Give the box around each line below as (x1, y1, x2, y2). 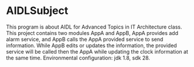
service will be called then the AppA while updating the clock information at (6, 48, 189, 55)
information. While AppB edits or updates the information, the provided (6, 42, 177, 49)
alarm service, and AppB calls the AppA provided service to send (6, 36, 164, 43)
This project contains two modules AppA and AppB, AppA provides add (6, 29, 179, 36)
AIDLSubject (6, 4, 69, 17)
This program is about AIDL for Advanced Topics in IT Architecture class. (6, 23, 182, 30)
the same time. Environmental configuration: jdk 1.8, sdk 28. (6, 54, 151, 61)
